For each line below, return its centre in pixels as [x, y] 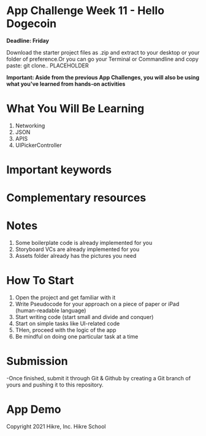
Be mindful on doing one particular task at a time [77, 337]
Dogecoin [32, 24]
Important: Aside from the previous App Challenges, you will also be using [103, 77]
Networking [30, 126]
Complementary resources [76, 198]
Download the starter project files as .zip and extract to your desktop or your [103, 52]
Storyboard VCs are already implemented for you [77, 249]
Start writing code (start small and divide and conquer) [84, 317]
